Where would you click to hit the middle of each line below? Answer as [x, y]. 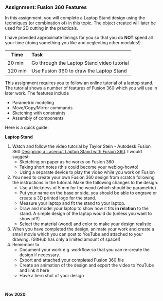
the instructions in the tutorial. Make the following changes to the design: [85, 183]
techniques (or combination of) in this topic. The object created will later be [81, 23]
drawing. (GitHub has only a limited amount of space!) [66, 239]
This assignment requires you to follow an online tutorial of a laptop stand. [79, 83]
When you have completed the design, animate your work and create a [83, 229]
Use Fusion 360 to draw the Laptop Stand [79, 71]
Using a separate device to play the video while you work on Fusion [87, 172]
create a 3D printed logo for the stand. [58, 198]
